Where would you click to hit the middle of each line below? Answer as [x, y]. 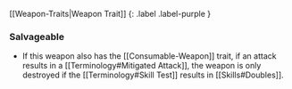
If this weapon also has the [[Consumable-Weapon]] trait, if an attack [149, 56]
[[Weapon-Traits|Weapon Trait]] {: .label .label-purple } [110, 14]
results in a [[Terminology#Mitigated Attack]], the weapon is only [142, 66]
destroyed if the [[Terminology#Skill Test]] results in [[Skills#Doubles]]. [153, 75]
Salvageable [37, 36]
